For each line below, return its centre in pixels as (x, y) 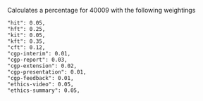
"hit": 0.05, (26, 23)
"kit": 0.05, (26, 35)
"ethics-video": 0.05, (41, 84)
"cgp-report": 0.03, (38, 60)
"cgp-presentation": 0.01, (47, 72)
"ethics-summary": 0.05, (44, 90)
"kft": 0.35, (26, 41)
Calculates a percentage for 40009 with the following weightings (101, 10)
